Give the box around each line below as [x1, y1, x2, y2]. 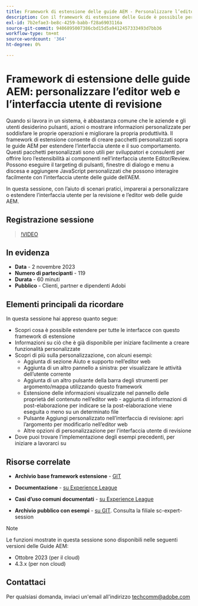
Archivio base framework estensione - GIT [14, 473, 121, 480]
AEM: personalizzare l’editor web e [6, 85, 181, 98]
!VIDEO [20, 230, 38, 237]
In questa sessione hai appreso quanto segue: [6, 315, 118, 323]
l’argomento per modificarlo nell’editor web [23, 421, 128, 428]
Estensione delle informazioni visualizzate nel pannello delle [23, 389, 170, 397]
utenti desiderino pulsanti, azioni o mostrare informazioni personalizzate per [6, 123, 191, 130]
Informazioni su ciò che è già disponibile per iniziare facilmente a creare [14, 339, 190, 346]
